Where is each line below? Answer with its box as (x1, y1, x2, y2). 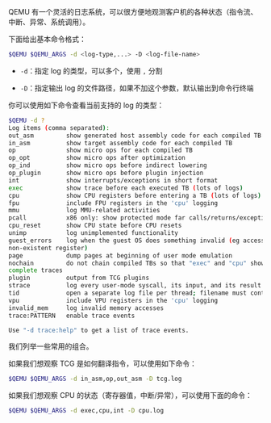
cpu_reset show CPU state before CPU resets (8, 221, 182, 230)
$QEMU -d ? (8, 116, 45, 124)
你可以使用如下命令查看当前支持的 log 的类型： (8, 100, 165, 110)
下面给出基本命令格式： (8, 35, 86, 44)
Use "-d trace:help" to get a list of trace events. (8, 326, 190, 334)
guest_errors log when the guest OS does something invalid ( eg (8, 237, 240, 245)
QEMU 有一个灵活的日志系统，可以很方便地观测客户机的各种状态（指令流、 (8, 7, 258, 16)
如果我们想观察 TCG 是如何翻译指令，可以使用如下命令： (8, 358, 198, 369)
